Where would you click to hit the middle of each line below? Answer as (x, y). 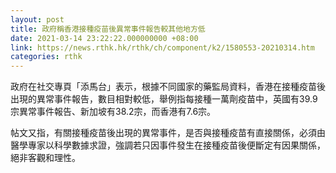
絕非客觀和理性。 (45, 158)
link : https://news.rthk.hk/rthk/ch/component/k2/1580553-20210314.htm (162, 47)
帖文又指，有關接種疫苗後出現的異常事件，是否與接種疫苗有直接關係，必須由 (168, 133)
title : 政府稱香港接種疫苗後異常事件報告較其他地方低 (108, 29)
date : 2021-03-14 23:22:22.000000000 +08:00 (104, 38)
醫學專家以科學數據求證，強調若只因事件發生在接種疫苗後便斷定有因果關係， (168, 145)
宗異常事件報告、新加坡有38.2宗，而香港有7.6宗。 (113, 112)
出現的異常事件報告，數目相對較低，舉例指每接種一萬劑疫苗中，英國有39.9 (164, 99)
